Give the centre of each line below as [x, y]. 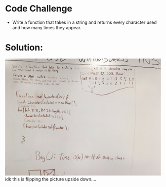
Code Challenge [39, 9]
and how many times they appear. [47, 27]
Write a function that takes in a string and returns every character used [84, 22]
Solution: [24, 48]
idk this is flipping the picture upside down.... [51, 179]
